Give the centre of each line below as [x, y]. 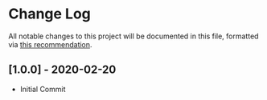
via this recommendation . [50, 44]
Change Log [49, 14]
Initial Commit [43, 89]
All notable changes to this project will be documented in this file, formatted [133, 36]
